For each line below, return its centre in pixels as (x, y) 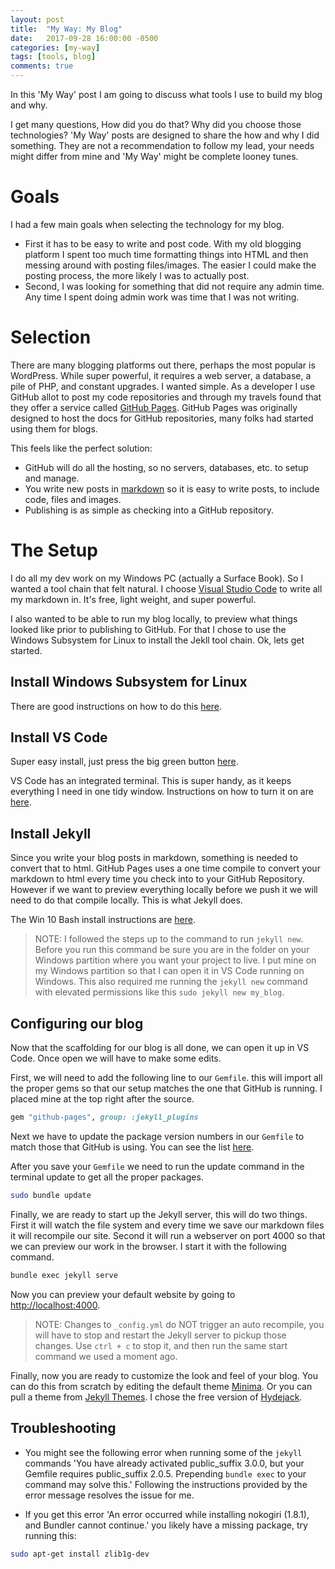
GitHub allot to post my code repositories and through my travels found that (166, 397)
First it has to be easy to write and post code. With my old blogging (163, 243)
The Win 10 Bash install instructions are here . (103, 920)
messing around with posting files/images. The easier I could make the (170, 265)
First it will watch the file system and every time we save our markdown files (167, 1225)
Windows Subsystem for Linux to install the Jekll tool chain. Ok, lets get (157, 640)
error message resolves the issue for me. (109, 1495)
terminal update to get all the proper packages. (107, 1177)
